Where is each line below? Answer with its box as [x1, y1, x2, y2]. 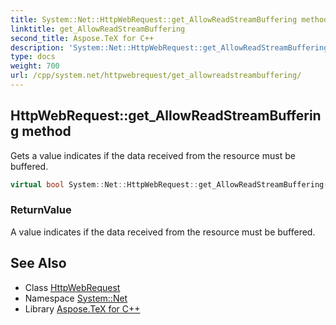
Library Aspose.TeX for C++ [24, 302, 141, 315]
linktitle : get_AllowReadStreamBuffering [10, 24, 186, 34]
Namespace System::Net [24, 292, 128, 304]
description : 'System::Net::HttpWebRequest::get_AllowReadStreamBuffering [10, 42, 329, 53]
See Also [10, 255, 67, 272]
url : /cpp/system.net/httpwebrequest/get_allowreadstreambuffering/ [10, 71, 302, 81]
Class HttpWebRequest [24, 281, 121, 293]
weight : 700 [10, 61, 60, 71]
